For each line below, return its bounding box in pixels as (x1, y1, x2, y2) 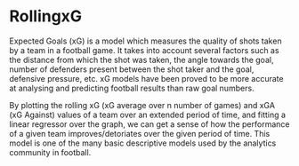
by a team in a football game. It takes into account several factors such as (9, 44, 279, 55)
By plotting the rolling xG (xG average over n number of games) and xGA (9, 99, 276, 110)
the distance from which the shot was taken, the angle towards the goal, (9, 54, 274, 65)
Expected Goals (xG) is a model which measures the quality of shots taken (9, 36, 282, 46)
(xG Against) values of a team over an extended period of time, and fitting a (9, 109, 287, 120)
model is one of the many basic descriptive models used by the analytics (9, 138, 277, 148)
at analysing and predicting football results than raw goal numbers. (9, 83, 255, 93)
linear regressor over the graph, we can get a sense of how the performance (9, 118, 290, 130)
